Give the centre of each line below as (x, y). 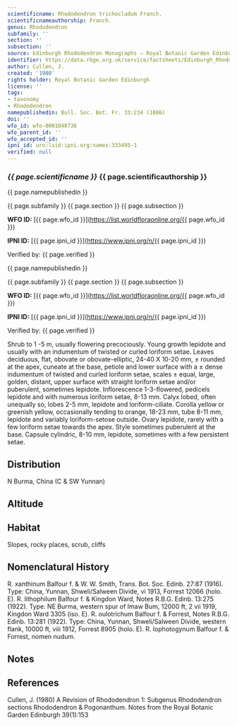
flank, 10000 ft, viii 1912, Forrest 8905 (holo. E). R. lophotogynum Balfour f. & (118, 629)
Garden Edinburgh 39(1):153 (48, 715)
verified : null (30, 152)
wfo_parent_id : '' (34, 132)
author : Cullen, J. (36, 67)
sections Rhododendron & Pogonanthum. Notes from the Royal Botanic (110, 708)
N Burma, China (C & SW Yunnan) (56, 481)
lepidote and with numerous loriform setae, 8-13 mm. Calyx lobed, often (112, 397)
